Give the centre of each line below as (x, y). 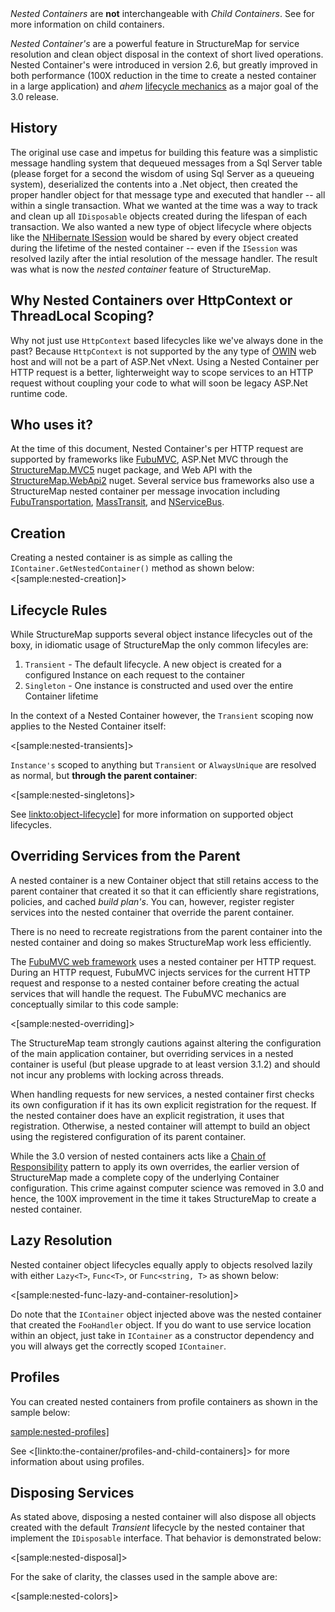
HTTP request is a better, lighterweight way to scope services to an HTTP (162, 372)
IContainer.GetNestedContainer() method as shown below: (132, 568)
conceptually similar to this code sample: (94, 1004)
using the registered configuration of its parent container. (128, 1136)
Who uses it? (51, 425)
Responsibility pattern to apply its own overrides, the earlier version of (155, 1166)
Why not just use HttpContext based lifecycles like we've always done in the (167, 340)
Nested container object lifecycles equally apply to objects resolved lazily (161, 1264)
